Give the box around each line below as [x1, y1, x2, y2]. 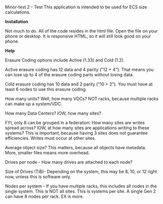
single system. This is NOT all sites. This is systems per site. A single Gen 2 [5, 188, 156, 194]
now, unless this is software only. [5, 174, 72, 179]
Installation [5, 19, 28, 24]
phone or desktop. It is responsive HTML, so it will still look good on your [5, 34, 151, 39]
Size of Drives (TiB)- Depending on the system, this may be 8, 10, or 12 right [5, 169, 157, 174]
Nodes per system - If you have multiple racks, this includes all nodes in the [5, 183, 157, 189]
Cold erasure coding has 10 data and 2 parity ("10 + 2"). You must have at [5, 81, 153, 87]
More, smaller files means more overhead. [5, 150, 90, 155]
